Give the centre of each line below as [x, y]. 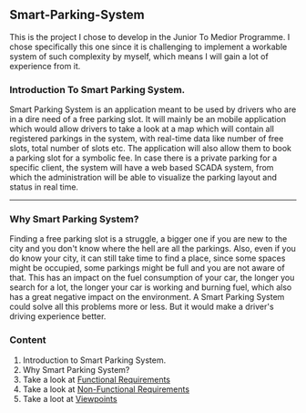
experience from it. [45, 66]
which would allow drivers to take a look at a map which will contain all [142, 129]
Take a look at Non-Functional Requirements [106, 389]
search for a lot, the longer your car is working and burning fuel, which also [151, 287]
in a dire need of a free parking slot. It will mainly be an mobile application [148, 119]
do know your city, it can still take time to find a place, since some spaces [148, 258]
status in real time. [44, 187]
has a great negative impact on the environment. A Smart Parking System [147, 297]
